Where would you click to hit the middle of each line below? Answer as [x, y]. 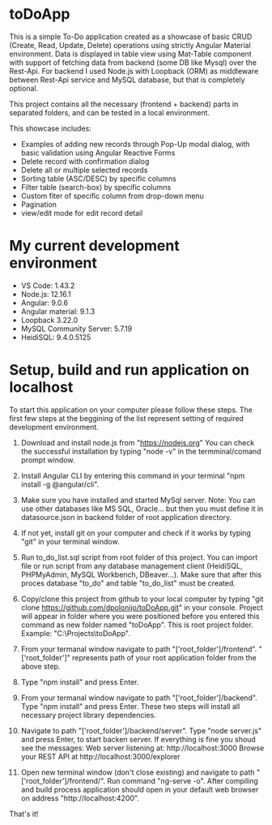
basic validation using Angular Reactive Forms [98, 153]
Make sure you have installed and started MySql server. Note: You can [138, 500]
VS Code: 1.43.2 [48, 286]
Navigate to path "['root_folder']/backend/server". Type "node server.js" [141, 730]
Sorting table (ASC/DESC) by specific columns [98, 178]
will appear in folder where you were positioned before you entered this [140, 616]
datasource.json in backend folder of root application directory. [126, 517]
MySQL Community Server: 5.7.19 [76, 329]
